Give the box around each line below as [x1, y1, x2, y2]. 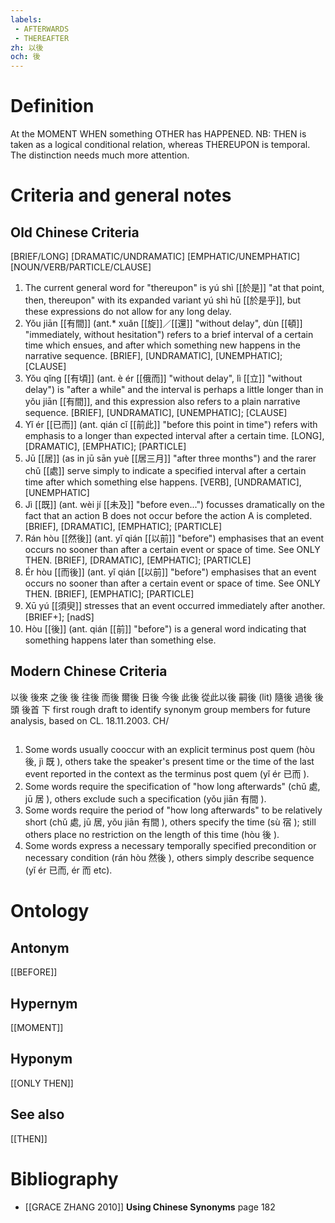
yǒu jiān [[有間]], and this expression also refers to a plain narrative [24, 396, 301, 408]
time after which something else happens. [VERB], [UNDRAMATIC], [24, 476, 302, 488]
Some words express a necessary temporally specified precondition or [24, 840, 317, 852]
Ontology [10, 900, 90, 923]
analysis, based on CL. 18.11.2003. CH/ [10, 714, 170, 726]
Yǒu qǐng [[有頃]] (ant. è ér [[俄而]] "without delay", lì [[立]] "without [24, 372, 303, 385]
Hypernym [10, 995, 78, 1012]
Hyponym [10, 1051, 73, 1068]
